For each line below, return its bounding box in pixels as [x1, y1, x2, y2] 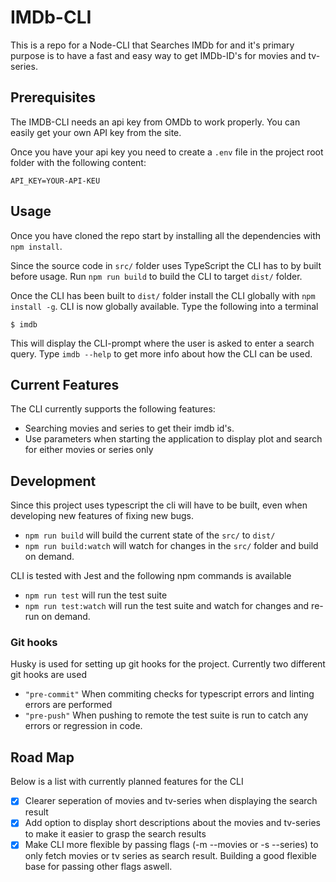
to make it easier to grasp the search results [24, 828, 207, 840]
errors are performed [24, 699, 113, 711]
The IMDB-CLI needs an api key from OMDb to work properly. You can [10, 116, 301, 128]
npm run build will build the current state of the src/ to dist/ [24, 529, 276, 541]
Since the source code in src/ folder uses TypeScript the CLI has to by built [10, 259, 322, 271]
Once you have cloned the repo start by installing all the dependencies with [10, 229, 322, 241]
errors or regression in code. [24, 720, 143, 732]
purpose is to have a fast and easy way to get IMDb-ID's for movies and [10, 49, 307, 61]
